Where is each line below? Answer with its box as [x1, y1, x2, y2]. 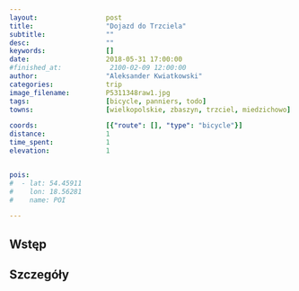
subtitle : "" [9, 30, 115, 39]
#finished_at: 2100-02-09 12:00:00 [9, 64, 187, 73]
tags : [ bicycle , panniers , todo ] [9, 96, 207, 106]
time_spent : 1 [9, 138, 110, 147]
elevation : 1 [9, 146, 110, 155]
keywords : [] [9, 47, 115, 56]
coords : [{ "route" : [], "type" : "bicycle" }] [9, 121, 243, 130]
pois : [9, 170, 30, 180]
